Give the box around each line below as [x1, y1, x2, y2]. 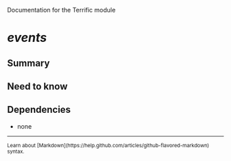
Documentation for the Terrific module [7, 6, 115, 14]
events [7, 30, 47, 45]
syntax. [7, 148, 25, 155]
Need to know [7, 80, 68, 92]
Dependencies [7, 104, 71, 116]
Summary [7, 57, 50, 69]
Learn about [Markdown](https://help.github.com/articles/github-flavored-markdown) [7, 142, 210, 149]
